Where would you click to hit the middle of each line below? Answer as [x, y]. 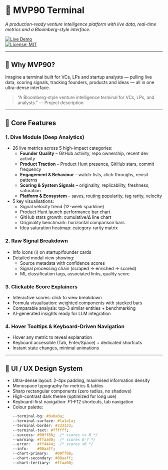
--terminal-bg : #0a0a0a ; [38, 416]
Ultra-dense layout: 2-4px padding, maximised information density [81, 380]
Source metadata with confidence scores [62, 263]
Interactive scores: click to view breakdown [57, 298]
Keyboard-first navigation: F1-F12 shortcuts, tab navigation [73, 402]
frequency [30, 169]
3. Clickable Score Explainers [41, 286]
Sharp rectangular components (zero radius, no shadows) [72, 391]
